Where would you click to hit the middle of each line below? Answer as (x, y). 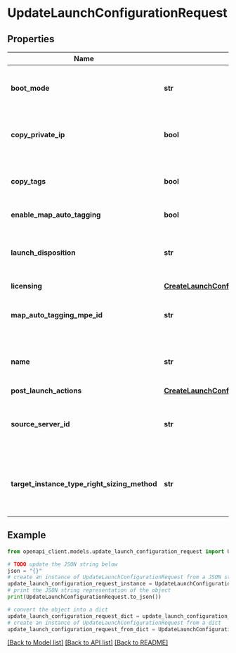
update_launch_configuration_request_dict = (73, 616)
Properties (31, 39)
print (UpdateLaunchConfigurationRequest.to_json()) (84, 597)
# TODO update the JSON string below (63, 564)
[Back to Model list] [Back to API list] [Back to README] (88, 642)
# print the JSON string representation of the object (89, 590)
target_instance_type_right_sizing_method (84, 484)
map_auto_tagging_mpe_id (57, 315)
